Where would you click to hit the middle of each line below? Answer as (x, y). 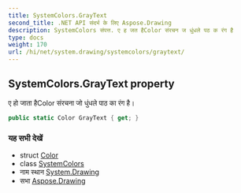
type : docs (26, 37)
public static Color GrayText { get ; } (74, 118)
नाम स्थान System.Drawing (59, 172)
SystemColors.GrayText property (91, 84)
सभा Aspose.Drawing (52, 180)
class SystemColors (52, 163)
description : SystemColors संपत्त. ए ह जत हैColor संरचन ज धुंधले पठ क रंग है (121, 30)
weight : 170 (28, 45)
